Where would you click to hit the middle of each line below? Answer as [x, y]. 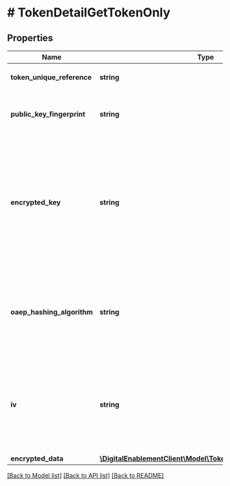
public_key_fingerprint [48, 114]
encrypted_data [37, 459]
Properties [30, 38]
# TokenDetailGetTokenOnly [89, 13]
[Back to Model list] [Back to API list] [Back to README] [86, 475]
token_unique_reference [51, 77]
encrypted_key [36, 202]
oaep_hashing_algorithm [52, 312]
